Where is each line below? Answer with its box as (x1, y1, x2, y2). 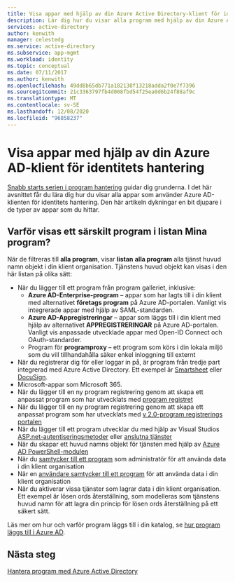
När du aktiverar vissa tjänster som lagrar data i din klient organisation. (17, 485, 222, 493)
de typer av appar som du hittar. (7, 205, 100, 214)
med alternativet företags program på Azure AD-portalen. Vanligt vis (27, 299, 227, 307)
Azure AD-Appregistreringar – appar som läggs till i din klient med (27, 313, 221, 322)
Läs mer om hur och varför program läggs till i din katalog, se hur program (7, 520, 220, 529)
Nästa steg (7, 548, 56, 560)
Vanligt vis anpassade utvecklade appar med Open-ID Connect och (27, 328, 222, 337)
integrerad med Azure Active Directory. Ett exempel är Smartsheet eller (17, 365, 222, 374)
